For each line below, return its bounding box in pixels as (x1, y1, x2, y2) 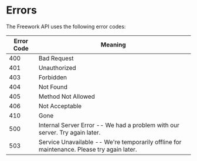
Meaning (100, 41, 126, 49)
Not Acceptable (38, 102, 82, 110)
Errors (6, 4, 37, 17)
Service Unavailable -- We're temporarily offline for (38, 137, 182, 146)
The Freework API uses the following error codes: (6, 23, 126, 30)
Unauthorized (38, 63, 76, 72)
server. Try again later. (38, 128, 101, 136)
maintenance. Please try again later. (38, 145, 137, 153)
